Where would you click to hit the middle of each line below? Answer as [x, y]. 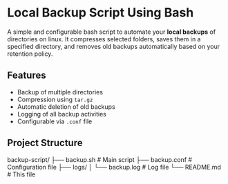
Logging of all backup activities [62, 114]
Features [27, 75]
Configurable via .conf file [55, 121]
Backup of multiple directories [60, 92]
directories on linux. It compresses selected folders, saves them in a [104, 39]
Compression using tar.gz [55, 99]
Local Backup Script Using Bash [101, 13]
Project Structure [45, 143]
